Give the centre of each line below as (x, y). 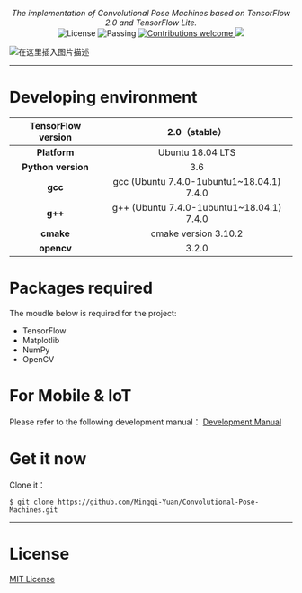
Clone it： (28, 485)
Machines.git (34, 510)
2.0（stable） (197, 132)
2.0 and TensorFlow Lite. (151, 23)
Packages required (81, 288)
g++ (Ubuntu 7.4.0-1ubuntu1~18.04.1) (197, 207)
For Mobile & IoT (71, 396)
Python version (55, 167)
